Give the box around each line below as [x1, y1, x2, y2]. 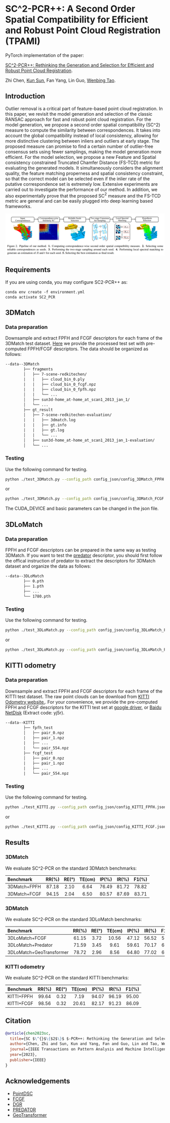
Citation [5, 1016, 31, 1026]
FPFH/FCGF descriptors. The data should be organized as [27, 346, 148, 352]
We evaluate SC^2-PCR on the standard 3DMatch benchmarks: [5, 865, 137, 871]
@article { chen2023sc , [5, 1031, 51, 1036]
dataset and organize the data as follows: [5, 563, 91, 569]
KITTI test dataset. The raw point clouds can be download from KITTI [5, 693, 149, 700]
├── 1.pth [23, 584, 44, 589]
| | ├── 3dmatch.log [23, 417, 76, 423]
